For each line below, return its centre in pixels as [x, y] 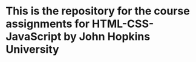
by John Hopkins [107, 37]
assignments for [48, 24]
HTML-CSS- [123, 24]
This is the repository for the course [98, 11]
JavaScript [34, 37]
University [32, 50]
